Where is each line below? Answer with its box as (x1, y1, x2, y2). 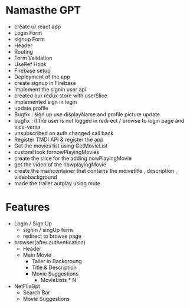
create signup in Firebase (14, 79, 76, 86)
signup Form (14, 35, 45, 42)
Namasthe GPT (5, 4, 81, 17)
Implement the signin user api (14, 86, 87, 93)
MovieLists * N (40, 276, 77, 283)
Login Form (14, 29, 42, 36)
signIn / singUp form (22, 226, 73, 233)
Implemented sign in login (14, 98, 77, 105)
